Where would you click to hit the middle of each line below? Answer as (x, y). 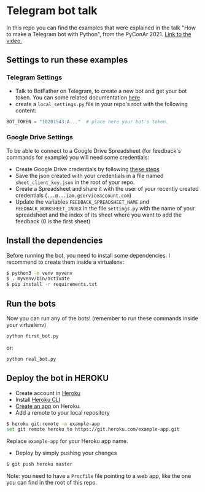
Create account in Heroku (48, 393)
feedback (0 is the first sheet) (53, 221)
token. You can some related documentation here (78, 97)
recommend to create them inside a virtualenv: (65, 262)
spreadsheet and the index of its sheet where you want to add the (99, 215)
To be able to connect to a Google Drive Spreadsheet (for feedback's (94, 150)
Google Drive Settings (40, 137)
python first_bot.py (33, 336)
